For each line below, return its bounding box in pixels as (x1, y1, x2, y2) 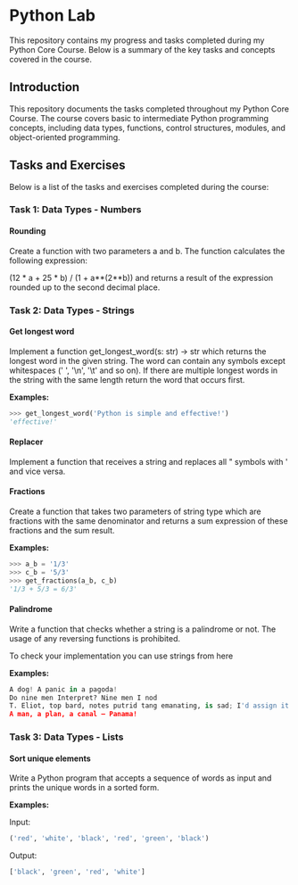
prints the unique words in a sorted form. (9, 782, 160, 793)
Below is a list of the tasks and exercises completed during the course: (9, 181, 269, 192)
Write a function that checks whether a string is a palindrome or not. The (9, 624, 277, 634)
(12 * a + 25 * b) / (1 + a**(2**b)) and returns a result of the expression (9, 272, 274, 283)
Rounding (9, 226, 46, 236)
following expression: (9, 255, 87, 266)
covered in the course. (9, 54, 92, 64)
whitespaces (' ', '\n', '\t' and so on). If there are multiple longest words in (9, 365, 278, 376)
